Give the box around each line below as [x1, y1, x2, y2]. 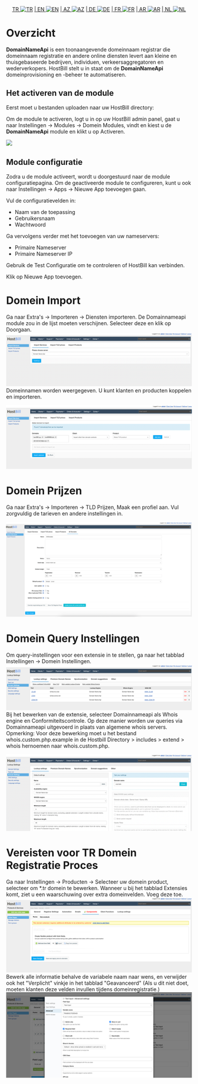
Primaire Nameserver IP [14, 250, 72, 257]
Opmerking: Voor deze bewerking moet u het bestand [6, 730, 137, 737]
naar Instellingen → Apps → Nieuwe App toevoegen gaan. [6, 186, 147, 193]
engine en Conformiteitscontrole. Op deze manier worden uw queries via [6, 718, 183, 725]
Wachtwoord [14, 221, 46, 228]
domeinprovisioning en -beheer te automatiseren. [6, 71, 127, 78]
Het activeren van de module [6, 88, 114, 98]
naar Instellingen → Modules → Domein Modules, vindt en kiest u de [6, 121, 172, 129]
